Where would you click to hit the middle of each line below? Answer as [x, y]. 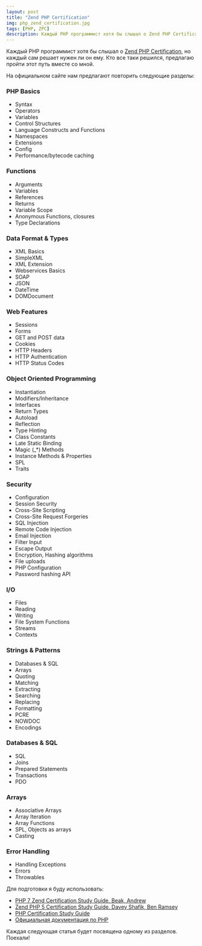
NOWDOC [27, 721]
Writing [24, 616]
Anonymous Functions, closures [55, 216]
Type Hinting [31, 430]
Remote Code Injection [43, 529]
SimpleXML [29, 258]
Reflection [28, 424]
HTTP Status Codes [39, 363]
